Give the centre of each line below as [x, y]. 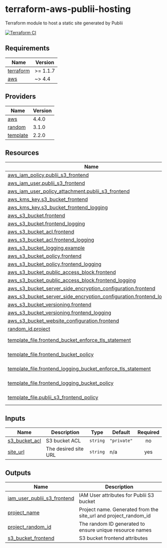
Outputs [18, 473]
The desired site [65, 449]
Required [148, 432]
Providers [21, 96]
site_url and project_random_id [115, 516]
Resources [22, 153]
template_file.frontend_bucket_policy [51, 355]
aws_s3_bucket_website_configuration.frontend [63, 321]
